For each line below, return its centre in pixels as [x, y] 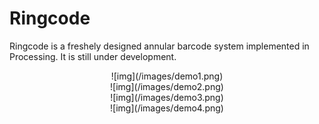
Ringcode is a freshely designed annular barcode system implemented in [159, 46]
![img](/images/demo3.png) [167, 97]
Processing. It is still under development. [93, 56]
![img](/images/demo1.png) [167, 76]
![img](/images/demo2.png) [167, 86]
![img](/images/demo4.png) [167, 108]
